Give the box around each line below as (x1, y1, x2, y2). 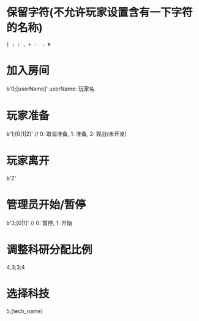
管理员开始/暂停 (6, 197, 86, 212)
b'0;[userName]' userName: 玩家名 (6, 85, 95, 92)
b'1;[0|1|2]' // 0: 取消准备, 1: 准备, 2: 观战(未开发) (6, 130, 127, 138)
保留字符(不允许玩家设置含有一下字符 (6, 6, 193, 20)
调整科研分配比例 (6, 243, 93, 257)
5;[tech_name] (6, 307, 43, 315)
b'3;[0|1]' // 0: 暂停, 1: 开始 (6, 219, 72, 226)
